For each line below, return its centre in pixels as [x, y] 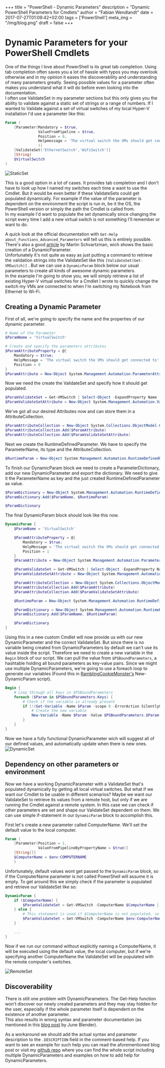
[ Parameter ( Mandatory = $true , [46, 127]
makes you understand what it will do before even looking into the [72, 87]
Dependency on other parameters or [62, 765]
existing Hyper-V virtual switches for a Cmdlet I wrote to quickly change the [82, 281]
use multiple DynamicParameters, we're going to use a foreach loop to [76, 668]
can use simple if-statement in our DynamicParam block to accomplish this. [79, 815]
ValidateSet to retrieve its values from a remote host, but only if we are [76, 799]
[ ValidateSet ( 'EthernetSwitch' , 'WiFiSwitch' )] [62, 150]
